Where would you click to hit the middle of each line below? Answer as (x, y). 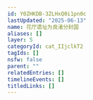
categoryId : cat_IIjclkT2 (45, 46)
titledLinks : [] (31, 86)
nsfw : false (25, 60)
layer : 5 (20, 40)
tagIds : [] (23, 54)
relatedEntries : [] (36, 73)
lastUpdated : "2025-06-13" (47, 20)
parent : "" (23, 66)
